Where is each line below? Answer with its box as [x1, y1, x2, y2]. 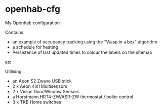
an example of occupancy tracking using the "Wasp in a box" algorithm [12, 38, 158, 45]
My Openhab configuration [5, 20, 60, 26]
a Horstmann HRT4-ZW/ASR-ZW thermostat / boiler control [12, 94, 133, 100]
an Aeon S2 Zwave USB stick [12, 78, 72, 84]
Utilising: [5, 68, 23, 74]
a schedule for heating [12, 44, 58, 50]
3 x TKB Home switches [12, 99, 62, 105]
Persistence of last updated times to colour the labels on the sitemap [12, 49, 152, 55]
